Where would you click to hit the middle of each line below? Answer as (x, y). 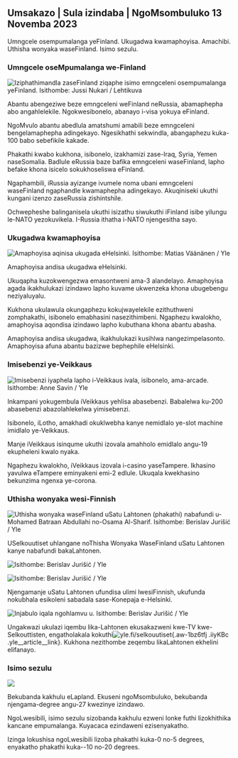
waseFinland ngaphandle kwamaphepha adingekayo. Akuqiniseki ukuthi (113, 191)
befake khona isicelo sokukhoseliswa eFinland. (76, 169)
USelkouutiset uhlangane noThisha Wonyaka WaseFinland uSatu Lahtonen (116, 543)
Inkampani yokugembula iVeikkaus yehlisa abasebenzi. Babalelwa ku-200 (115, 401)
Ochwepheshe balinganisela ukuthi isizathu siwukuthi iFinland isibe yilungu (117, 212)
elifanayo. (22, 650)
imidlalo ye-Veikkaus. (38, 430)
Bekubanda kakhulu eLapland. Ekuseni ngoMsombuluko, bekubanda (108, 697)
